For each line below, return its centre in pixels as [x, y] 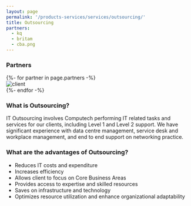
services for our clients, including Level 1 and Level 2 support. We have [92, 125]
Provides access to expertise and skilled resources [76, 184]
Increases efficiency [39, 171]
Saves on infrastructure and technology [63, 190]
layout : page [22, 11]
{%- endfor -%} [25, 90]
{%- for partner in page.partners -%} [51, 78]
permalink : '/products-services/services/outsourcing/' [76, 17]
